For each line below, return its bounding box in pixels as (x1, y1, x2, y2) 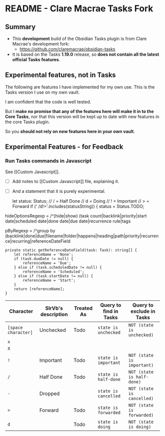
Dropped (39, 390, 60, 397)
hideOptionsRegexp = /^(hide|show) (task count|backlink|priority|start (5, 213, 147, 218)
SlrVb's (45, 304, 63, 311)
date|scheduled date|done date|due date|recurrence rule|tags (5, 218, 131, 224)
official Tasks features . (12, 57, 60, 62)
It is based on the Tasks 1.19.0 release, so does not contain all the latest (12, 51, 160, 57)
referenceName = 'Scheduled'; (23, 269, 84, 274)
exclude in (130, 308, 156, 315)
